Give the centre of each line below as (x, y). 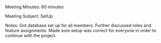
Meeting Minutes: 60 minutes (34, 7)
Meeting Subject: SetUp (29, 16)
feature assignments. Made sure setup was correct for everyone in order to (81, 30)
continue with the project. (31, 36)
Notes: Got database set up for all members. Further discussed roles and (78, 25)
